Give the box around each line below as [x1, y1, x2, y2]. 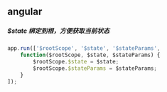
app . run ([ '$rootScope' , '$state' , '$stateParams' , [7, 45, 161, 52]
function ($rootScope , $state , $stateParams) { [20, 51, 161, 59]
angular [7, 6, 43, 18]
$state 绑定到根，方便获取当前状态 [7, 26, 110, 35]
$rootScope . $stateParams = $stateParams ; [33, 64, 158, 72]
